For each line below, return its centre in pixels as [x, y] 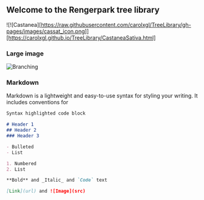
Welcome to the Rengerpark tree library [83, 10]
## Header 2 [21, 130]
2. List [16, 169]
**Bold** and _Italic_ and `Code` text [57, 180]
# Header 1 [20, 124]
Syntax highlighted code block [46, 113]
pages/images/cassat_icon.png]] [48, 31]
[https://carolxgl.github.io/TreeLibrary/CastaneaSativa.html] [81, 37]
